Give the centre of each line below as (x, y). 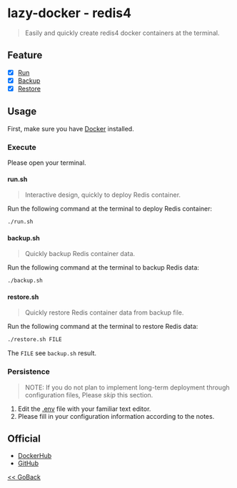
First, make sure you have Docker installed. (71, 128)
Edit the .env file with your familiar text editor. (84, 409)
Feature (25, 55)
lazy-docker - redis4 (70, 13)
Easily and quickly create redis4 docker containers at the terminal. (122, 33)
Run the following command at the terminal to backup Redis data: (104, 268)
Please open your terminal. (47, 163)
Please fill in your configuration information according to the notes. (116, 416)
